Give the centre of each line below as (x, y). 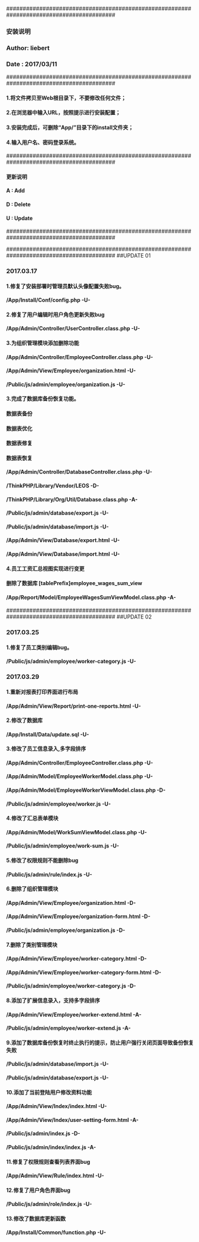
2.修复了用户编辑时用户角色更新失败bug (55, 314)
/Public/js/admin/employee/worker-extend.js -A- (69, 1028)
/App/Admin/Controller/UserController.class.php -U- (73, 329)
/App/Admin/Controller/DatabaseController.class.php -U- (79, 472)
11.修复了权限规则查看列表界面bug (48, 1161)
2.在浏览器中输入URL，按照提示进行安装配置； (63, 112)
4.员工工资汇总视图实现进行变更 (45, 568)
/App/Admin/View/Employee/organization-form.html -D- (78, 916)
